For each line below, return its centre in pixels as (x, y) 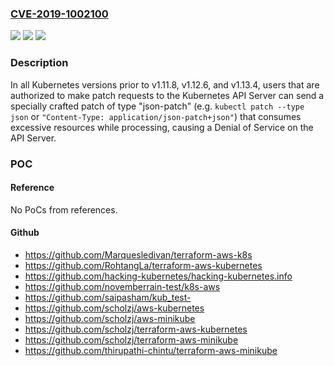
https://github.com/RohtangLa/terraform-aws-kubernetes (143, 265)
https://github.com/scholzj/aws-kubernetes (114, 308)
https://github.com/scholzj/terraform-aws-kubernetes (136, 329)
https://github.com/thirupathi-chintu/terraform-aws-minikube (151, 350)
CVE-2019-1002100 (59, 14)
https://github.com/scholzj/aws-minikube (110, 318)
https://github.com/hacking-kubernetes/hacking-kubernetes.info (158, 276)
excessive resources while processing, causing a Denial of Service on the (162, 127)
